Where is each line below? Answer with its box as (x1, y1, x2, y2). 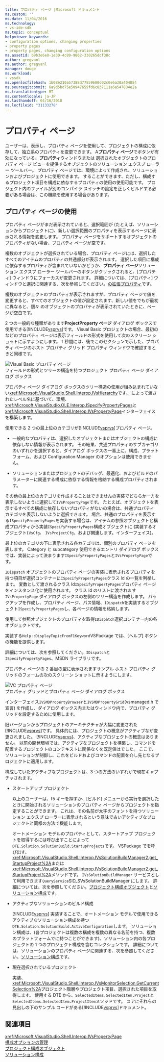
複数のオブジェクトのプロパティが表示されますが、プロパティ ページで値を (5, 291, 156, 297)
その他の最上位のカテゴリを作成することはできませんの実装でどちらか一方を (5, 493, 160, 499)
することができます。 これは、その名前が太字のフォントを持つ (16, 808, 142, 814)
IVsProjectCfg (45, 531, 74, 535)
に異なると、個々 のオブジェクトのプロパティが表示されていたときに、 (5, 303, 147, 309)
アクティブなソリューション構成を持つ (12, 917, 89, 923)
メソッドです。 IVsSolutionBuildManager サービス (51, 871, 151, 878)
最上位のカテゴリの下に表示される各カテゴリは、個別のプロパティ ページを (5, 540, 156, 546)
